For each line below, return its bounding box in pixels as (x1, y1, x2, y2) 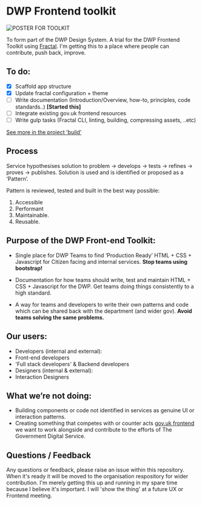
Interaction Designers (15, 373, 69, 380)
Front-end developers (15, 353, 70, 361)
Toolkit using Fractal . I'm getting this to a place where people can (6, 42, 170, 50)
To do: (6, 67, 31, 77)
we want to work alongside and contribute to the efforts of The (15, 426, 172, 433)
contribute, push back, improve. (6, 48, 86, 56)
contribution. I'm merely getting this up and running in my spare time (6, 479, 178, 486)
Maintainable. (15, 211, 50, 219)
